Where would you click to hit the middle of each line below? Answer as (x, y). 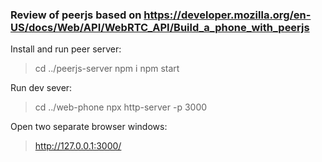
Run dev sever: (41, 88)
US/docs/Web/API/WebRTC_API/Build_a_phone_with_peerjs (160, 27)
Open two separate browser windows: (89, 127)
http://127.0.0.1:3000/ (78, 146)
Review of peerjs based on (76, 15)
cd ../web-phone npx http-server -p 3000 (121, 107)
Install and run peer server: (66, 49)
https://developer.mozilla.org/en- (227, 15)
